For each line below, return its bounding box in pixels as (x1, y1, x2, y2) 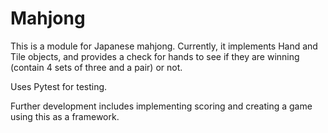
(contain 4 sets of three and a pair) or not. (10, 61, 183, 73)
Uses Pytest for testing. (10, 80, 108, 92)
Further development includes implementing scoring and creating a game (10, 100, 313, 112)
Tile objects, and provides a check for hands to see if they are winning (10, 50, 300, 62)
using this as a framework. (10, 110, 120, 122)
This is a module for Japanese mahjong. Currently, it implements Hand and (10, 40, 318, 52)
